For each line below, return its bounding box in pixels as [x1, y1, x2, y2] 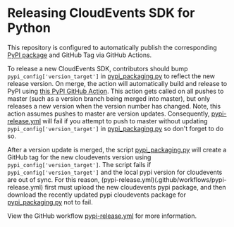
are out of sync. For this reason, [7, 175, 100, 184]
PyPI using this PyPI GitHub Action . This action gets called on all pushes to [7, 87, 224, 95]
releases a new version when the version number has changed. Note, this [7, 102, 221, 110]
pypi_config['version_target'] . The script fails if [7, 160, 152, 168]
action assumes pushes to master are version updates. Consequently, [7, 109, 210, 118]
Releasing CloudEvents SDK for [7, 5, 195, 21]
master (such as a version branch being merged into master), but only [7, 94, 210, 103]
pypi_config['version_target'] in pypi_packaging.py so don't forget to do [7, 124, 224, 133]
